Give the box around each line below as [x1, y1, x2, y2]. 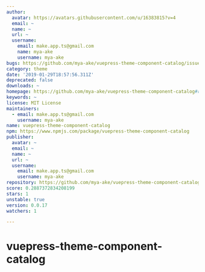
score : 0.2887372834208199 [6, 185, 75, 191]
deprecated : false [6, 77, 53, 83]
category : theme [6, 65, 48, 72]
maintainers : [6, 105, 40, 112]
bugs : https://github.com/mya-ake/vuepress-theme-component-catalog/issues [6, 60, 203, 66]
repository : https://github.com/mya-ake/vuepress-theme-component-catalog [6, 180, 201, 186]
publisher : [6, 134, 34, 141]
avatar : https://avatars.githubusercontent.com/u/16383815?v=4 [12, 15, 176, 21]
